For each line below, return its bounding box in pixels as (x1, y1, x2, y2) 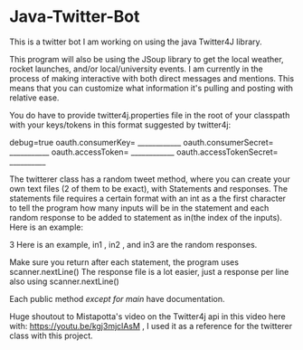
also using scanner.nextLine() (9, 276, 119, 287)
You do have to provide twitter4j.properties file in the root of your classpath (9, 109, 290, 120)
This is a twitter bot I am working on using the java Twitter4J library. (9, 36, 262, 47)
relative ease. (9, 92, 60, 103)
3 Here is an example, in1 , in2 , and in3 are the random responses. (9, 239, 258, 250)
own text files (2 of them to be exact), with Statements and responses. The (9, 183, 288, 194)
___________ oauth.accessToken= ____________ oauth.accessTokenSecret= (9, 147, 279, 157)
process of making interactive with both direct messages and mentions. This (9, 72, 295, 83)
